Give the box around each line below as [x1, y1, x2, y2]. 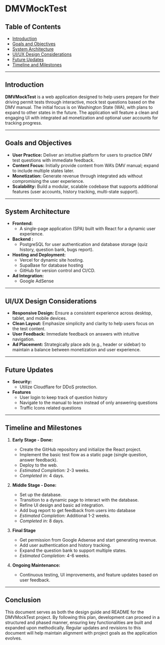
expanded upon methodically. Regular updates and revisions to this [5, 624, 141, 631]
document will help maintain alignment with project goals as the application [5, 630, 157, 636]
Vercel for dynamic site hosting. [19, 257, 84, 263]
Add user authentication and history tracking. [19, 542, 111, 548]
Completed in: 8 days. [19, 518, 64, 524]
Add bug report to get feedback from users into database [19, 507, 136, 513]
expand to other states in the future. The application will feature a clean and [5, 109, 159, 115]
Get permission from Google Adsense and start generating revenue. [19, 537, 157, 543]
